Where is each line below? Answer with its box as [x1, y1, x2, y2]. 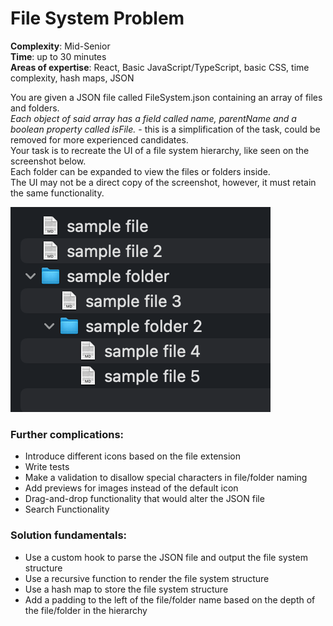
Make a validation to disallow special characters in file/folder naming [24, 472, 308, 484]
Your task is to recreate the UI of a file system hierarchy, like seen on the [10, 144, 310, 156]
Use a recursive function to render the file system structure [24, 572, 270, 584]
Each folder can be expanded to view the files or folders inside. [10, 165, 271, 177]
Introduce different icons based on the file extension [24, 450, 242, 462]
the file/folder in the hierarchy [24, 604, 148, 616]
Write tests [24, 461, 70, 473]
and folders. [10, 102, 60, 114]
